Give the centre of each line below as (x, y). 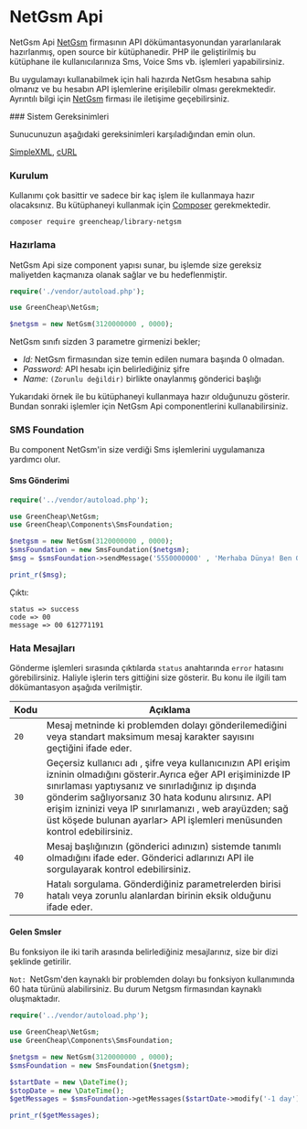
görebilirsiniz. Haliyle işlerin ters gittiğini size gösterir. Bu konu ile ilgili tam (148, 677)
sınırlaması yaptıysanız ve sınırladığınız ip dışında (151, 786)
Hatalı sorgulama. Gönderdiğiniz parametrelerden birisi (164, 884)
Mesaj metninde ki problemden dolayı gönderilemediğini (167, 726)
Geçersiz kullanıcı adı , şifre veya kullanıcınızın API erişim (168, 763)
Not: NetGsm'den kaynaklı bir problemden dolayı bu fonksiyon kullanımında (152, 979)
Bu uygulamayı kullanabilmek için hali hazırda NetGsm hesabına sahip (140, 79)
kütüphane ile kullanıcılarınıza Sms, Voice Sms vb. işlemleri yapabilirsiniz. (147, 61)
